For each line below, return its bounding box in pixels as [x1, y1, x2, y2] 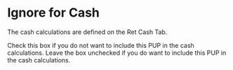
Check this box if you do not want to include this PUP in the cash [7, 41, 194, 49]
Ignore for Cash [7, 5, 100, 21]
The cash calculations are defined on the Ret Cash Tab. [7, 28, 168, 36]
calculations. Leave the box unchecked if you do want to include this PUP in [7, 49, 227, 57]
